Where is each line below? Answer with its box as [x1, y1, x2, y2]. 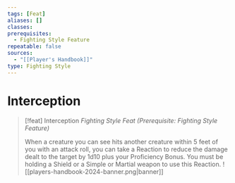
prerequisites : [7, 30, 52, 37]
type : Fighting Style [7, 63, 71, 70]
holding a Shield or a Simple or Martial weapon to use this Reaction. [24, 160, 222, 168]
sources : [7, 50, 33, 57]
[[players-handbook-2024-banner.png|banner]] [24, 167, 164, 176]
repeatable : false [7, 43, 61, 50]
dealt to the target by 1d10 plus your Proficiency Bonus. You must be [24, 152, 224, 160]
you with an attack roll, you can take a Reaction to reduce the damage [24, 145, 228, 153]
